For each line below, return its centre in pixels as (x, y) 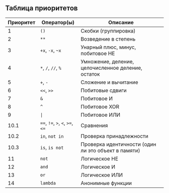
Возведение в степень (108, 39)
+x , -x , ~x (51, 50)
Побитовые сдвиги (104, 90)
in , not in (52, 136)
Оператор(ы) (58, 22)
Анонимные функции (106, 183)
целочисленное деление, (111, 68)
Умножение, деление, (107, 61)
